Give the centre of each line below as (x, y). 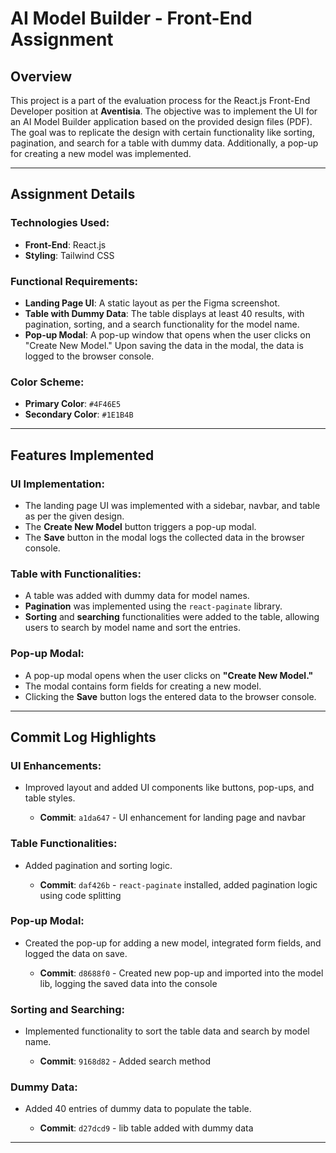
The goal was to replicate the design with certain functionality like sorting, (162, 132)
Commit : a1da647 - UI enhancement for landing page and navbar (173, 818)
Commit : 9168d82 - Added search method (125, 1061)
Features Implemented (82, 455)
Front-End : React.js (65, 244)
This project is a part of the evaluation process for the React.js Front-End (160, 100)
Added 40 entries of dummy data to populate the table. (138, 1109)
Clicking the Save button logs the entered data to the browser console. (170, 696)
